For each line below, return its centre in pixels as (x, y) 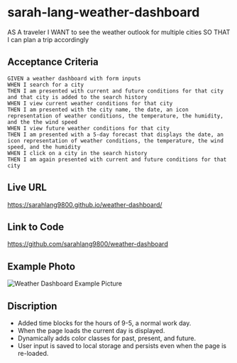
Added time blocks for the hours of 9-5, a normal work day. (104, 323)
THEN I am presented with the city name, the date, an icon (98, 110)
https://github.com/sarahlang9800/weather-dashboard (88, 244)
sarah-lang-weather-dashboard (104, 12)
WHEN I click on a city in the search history (77, 153)
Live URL (27, 188)
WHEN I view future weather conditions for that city (89, 128)
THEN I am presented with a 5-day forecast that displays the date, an (115, 135)
